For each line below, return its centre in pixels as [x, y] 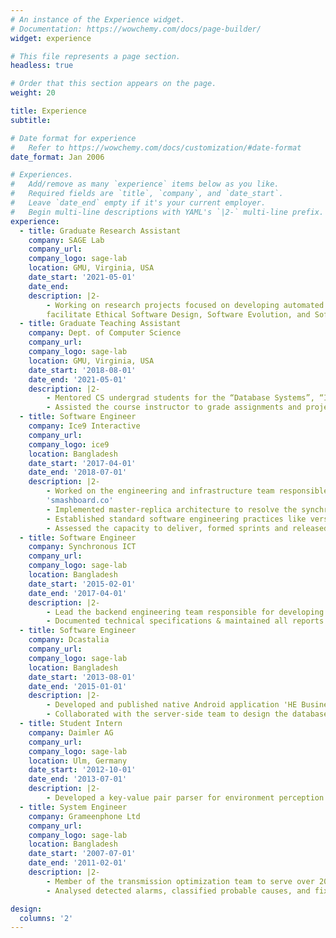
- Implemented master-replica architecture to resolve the [172, 509]
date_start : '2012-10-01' [82, 770]
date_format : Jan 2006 [57, 157]
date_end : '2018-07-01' [78, 472]
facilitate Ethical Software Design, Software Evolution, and [178, 314]
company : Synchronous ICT [82, 547]
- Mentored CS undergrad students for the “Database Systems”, [180, 398]
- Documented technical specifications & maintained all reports [185, 621]
